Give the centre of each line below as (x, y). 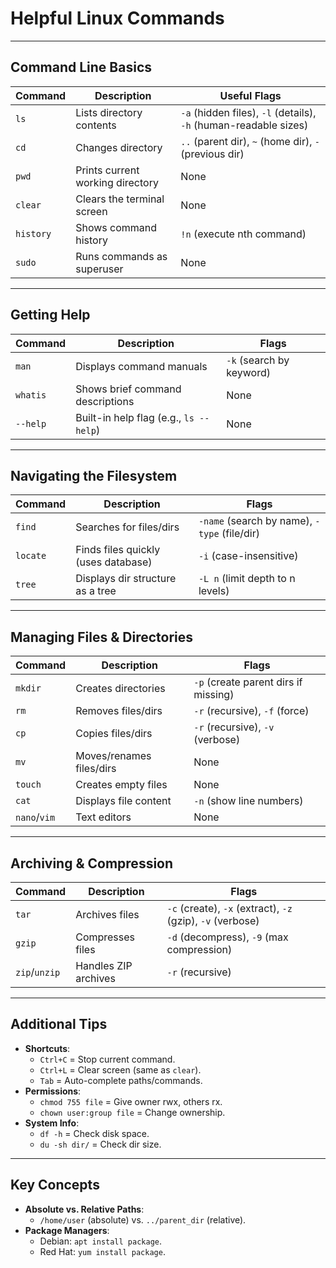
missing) (214, 695)
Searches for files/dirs (127, 527)
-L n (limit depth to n (247, 579)
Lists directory (109, 112)
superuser (99, 269)
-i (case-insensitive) (248, 556)
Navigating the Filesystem (94, 475)
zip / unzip (38, 972)
